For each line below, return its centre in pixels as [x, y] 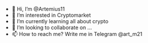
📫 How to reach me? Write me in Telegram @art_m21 [77, 34]
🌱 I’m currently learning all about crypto [60, 21]
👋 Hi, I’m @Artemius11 [38, 9]
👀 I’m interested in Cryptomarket [51, 15]
